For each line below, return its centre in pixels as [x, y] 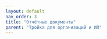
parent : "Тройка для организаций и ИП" [54, 27]
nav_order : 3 [21, 17]
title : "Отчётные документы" [41, 22]
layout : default [25, 11]
